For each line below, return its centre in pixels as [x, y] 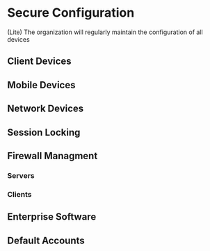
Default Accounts [46, 240]
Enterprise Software [52, 217]
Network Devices [46, 109]
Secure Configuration [71, 13]
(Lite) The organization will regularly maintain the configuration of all [105, 32]
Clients [19, 194]
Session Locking [44, 132]
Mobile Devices [41, 85]
